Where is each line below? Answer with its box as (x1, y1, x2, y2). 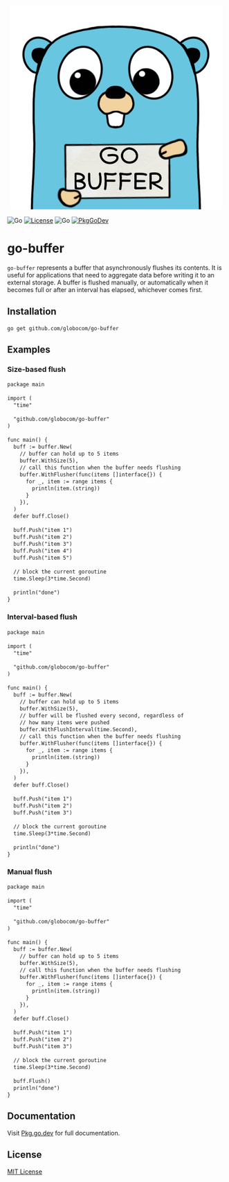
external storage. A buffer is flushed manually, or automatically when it (7, 278, 209, 286)
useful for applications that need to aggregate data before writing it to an (7, 271, 214, 279)
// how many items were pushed (19, 719, 110, 726)
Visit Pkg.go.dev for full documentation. (7, 1129, 120, 1137)
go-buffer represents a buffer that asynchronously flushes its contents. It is (7, 263, 223, 272)
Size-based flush (7, 365, 66, 375)
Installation (7, 306, 57, 318)
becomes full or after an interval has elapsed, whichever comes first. (7, 285, 203, 293)
